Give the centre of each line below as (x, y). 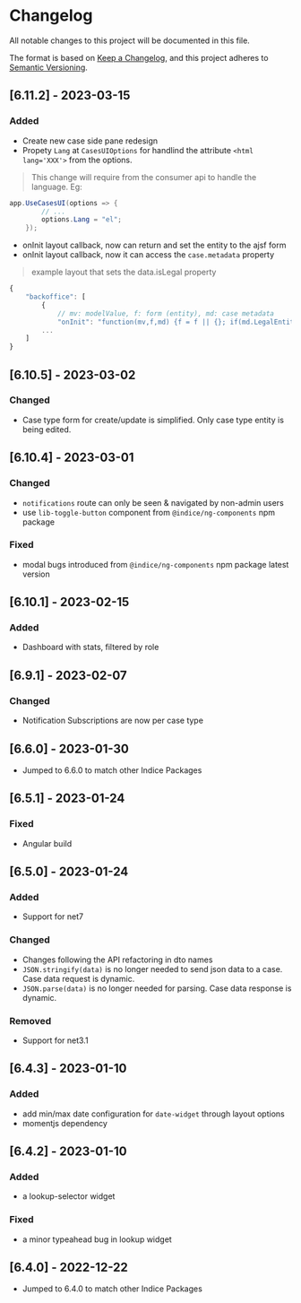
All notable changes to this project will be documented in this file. (130, 40)
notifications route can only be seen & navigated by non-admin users (153, 502)
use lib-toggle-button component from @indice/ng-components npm (149, 512)
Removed (30, 1021)
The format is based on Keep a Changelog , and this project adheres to (139, 57)
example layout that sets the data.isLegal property (124, 272)
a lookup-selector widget (69, 1196)
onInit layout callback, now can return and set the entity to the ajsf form (154, 245)
